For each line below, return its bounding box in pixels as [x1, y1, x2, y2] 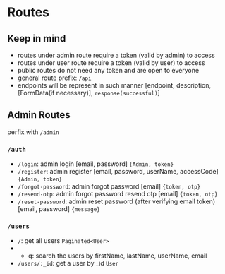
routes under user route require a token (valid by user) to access [17, 59, 206, 67]
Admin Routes [7, 109, 71, 121]
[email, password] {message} [17, 205, 100, 213]
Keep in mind [7, 32, 66, 44]
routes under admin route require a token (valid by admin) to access [17, 51, 215, 59]
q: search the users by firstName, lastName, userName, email [28, 251, 207, 260]
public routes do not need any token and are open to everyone [17, 66, 200, 74]
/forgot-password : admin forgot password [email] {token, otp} [17, 182, 201, 191]
